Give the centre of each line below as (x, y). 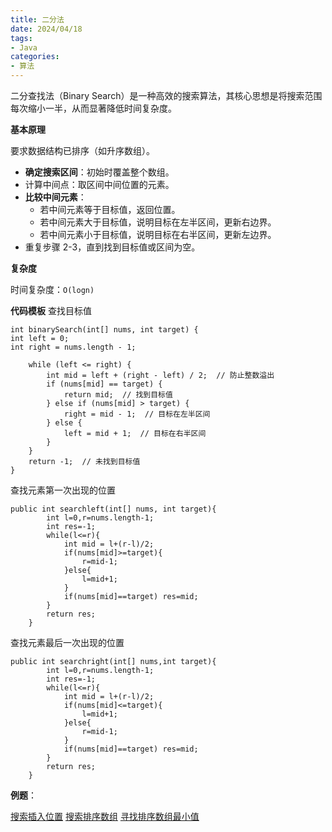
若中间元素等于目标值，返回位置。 (110, 209)
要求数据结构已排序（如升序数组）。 (82, 150)
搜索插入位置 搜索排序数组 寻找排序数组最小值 (105, 816)
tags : (21, 38)
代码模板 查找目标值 (51, 310)
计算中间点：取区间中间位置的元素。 (99, 184)
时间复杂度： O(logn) (52, 289)
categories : (35, 57)
